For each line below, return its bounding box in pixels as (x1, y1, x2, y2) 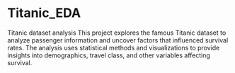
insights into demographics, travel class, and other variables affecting (7, 51, 211, 60)
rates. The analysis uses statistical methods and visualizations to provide (7, 43, 220, 52)
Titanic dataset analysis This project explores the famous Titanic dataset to (7, 28, 227, 37)
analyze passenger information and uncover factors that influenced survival (7, 35, 229, 44)
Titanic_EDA (7, 5, 81, 21)
